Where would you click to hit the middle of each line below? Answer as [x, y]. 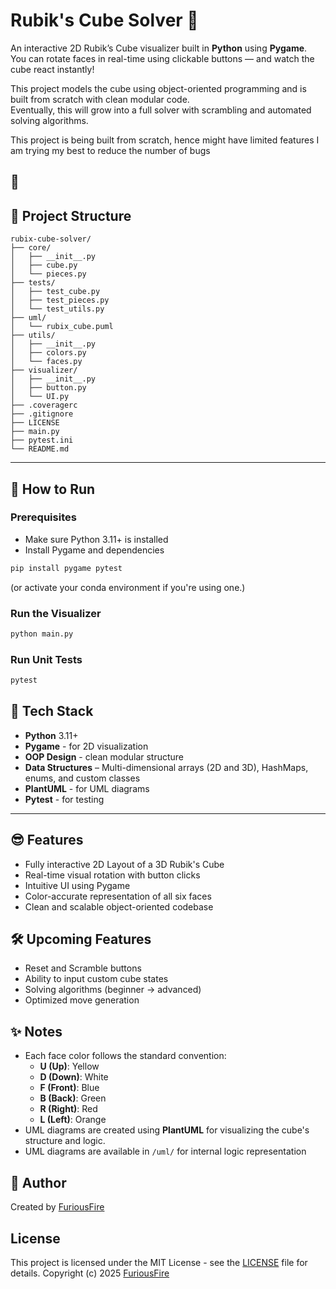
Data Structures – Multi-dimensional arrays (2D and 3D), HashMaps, [166, 767]
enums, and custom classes [82, 778]
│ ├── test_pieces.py [60, 300]
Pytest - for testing [64, 799]
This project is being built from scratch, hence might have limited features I [165, 140]
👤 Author [38, 1182]
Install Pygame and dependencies [94, 550]
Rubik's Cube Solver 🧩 [104, 20]
